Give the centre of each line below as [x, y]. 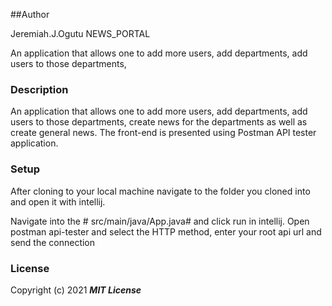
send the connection [53, 242]
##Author [30, 14]
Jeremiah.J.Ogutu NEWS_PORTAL [80, 33]
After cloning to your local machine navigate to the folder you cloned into [160, 191]
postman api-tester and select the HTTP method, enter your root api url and [166, 231]
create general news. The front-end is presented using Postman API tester [163, 133]
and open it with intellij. [58, 201]
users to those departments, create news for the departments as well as [159, 122]
